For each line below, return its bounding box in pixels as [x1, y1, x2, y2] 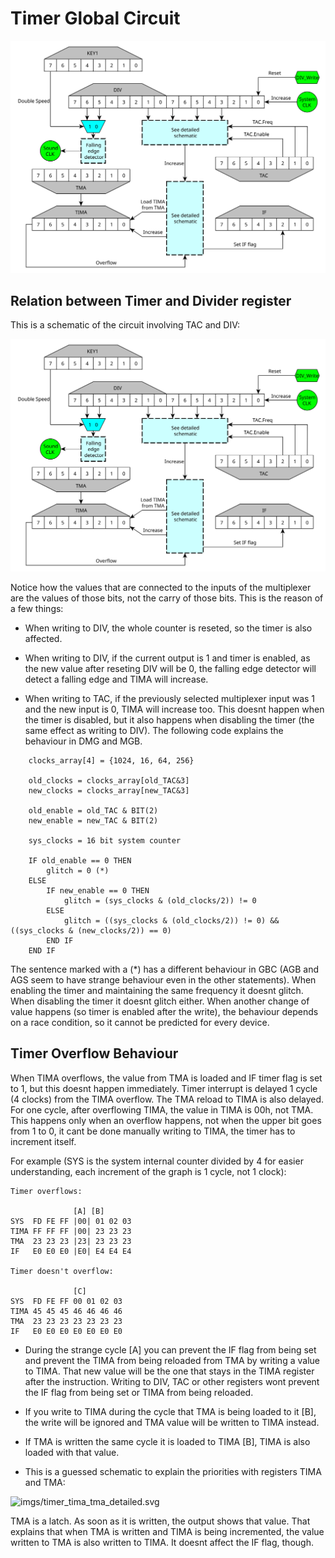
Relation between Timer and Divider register [10, 292, 292, 309]
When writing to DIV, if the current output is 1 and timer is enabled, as [24, 652, 311, 664]
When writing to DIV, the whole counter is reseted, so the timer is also [24, 622, 313, 634]
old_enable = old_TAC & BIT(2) [28, 805, 159, 816]
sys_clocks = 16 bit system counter [28, 835, 182, 846]
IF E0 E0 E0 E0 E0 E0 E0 [10, 1326, 123, 1336]
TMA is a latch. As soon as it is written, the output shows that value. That [10, 1515, 311, 1527]
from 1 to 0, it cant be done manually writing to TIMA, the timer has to [10, 1125, 296, 1137]
